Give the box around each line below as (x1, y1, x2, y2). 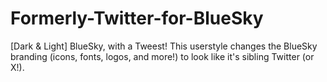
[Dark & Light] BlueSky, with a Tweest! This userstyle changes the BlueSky (10, 40, 318, 52)
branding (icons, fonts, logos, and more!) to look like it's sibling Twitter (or (10, 50, 315, 62)
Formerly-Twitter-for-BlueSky (10, 7, 264, 30)
